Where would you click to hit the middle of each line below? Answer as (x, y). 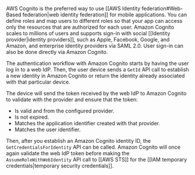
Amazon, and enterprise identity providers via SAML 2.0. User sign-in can (95, 46)
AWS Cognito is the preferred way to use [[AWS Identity (73, 8)
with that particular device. (38, 82)
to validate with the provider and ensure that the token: (72, 99)
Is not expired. (32, 117)
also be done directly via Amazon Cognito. (57, 52)
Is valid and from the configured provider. (65, 111)
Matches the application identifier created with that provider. (87, 123)
